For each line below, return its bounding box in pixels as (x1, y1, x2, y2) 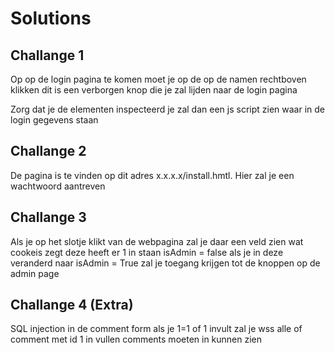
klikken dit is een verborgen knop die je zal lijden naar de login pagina (10, 84, 298, 96)
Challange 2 (10, 143, 87, 160)
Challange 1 (10, 47, 85, 64)
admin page (10, 267, 60, 279)
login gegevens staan (10, 114, 99, 126)
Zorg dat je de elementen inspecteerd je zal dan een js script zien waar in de (10, 103, 325, 115)
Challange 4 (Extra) (10, 297, 134, 314)
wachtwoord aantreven (10, 180, 106, 192)
